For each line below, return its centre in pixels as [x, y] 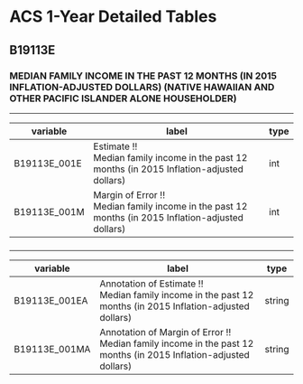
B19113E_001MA [52, 349]
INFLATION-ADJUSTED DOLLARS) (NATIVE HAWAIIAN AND [142, 87]
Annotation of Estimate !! [151, 284]
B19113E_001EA [51, 300]
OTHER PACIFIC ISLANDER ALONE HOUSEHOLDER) [123, 98]
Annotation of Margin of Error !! [165, 332]
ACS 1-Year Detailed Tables [113, 17]
